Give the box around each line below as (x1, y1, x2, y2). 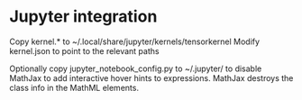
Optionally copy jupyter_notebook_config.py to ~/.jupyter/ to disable (9, 63, 262, 74)
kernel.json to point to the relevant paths (9, 45, 160, 56)
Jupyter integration (9, 6, 158, 27)
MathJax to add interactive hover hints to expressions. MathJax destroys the (9, 72, 294, 83)
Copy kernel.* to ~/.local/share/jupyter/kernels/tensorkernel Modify (9, 36, 260, 47)
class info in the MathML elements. (9, 82, 140, 93)
